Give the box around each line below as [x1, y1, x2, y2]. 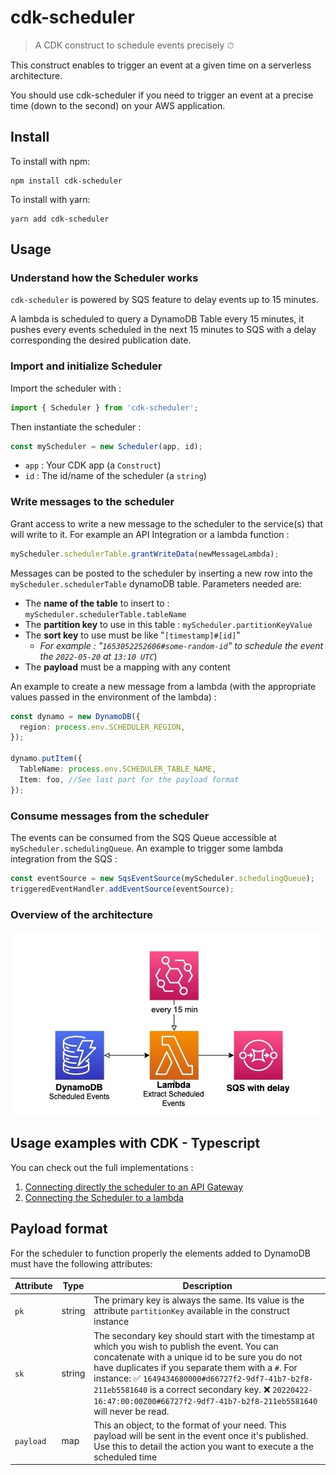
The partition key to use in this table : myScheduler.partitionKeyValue [24, 618, 313, 630]
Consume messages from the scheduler [10, 809, 210, 823]
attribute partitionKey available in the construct [93, 1305, 290, 1317]
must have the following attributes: [10, 1257, 153, 1270]
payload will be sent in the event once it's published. [93, 1429, 309, 1441]
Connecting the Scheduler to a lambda [24, 1191, 184, 1203]
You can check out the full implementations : [10, 1161, 194, 1173]
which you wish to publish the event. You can [93, 1340, 279, 1352]
